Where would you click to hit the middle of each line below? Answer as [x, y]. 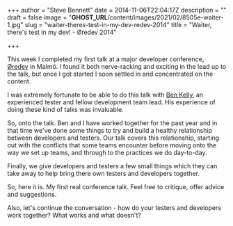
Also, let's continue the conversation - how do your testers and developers [114, 208]
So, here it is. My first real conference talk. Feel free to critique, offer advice [116, 187]
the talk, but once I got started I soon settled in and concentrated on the [110, 74]
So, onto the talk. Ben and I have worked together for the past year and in [112, 123]
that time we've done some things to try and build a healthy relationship [110, 130]
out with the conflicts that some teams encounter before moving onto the [112, 145]
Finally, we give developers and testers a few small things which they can [112, 166]
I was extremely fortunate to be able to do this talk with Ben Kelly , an [105, 95]
